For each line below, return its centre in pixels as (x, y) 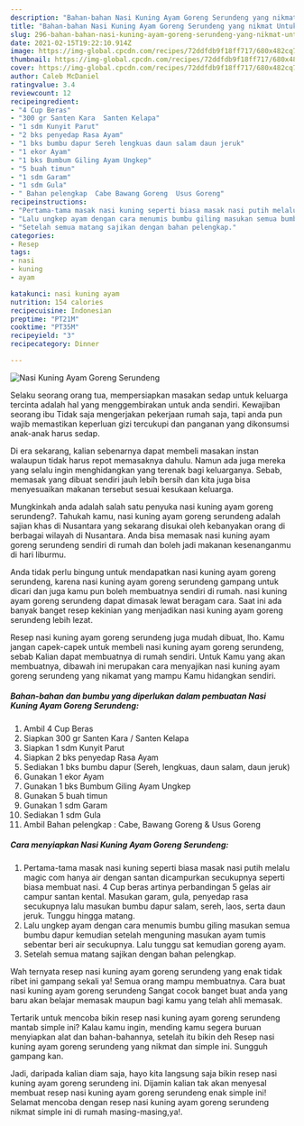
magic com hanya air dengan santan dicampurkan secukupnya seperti (154, 877)
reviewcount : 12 (41, 93)
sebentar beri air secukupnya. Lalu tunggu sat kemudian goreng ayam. (155, 944)
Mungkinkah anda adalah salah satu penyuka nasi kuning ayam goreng (142, 507)
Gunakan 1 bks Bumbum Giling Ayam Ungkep (107, 786)
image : (23, 51)
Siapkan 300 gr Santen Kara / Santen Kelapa (106, 738)
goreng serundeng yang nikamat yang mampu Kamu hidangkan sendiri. (143, 675)
